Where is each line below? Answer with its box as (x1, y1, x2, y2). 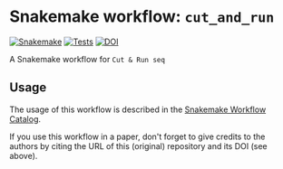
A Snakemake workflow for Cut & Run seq (9, 53, 166, 64)
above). (9, 150, 38, 161)
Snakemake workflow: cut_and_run (9, 6, 275, 27)
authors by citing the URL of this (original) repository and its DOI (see (9, 140, 268, 151)
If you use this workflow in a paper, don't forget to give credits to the (9, 131, 266, 142)
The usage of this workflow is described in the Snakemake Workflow (9, 104, 267, 115)
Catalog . (9, 113, 42, 124)
